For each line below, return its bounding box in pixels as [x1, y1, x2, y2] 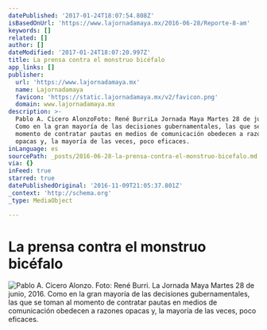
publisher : [8, 71, 44, 79]
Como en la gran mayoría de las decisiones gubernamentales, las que [15, 122, 250, 130]
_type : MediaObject [8, 196, 73, 204]
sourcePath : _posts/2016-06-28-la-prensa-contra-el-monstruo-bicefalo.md [8, 152, 258, 160]
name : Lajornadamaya [15, 85, 83, 94]
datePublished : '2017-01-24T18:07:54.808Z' [8, 11, 155, 20]
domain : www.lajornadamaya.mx [15, 100, 115, 108]
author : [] [8, 41, 44, 49]
